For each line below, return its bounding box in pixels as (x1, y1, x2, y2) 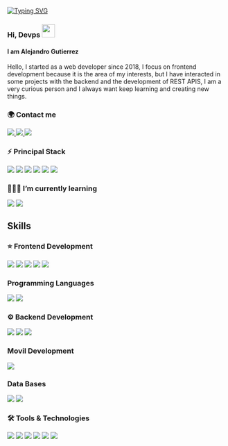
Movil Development (7, 346, 74, 356)
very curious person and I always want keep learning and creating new (7, 85, 210, 93)
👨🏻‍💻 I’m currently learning (7, 183, 97, 193)
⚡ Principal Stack (7, 147, 66, 156)
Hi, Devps (7, 30, 41, 40)
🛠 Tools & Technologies (7, 413, 90, 423)
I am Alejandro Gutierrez (7, 47, 79, 56)
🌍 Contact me (7, 110, 57, 119)
